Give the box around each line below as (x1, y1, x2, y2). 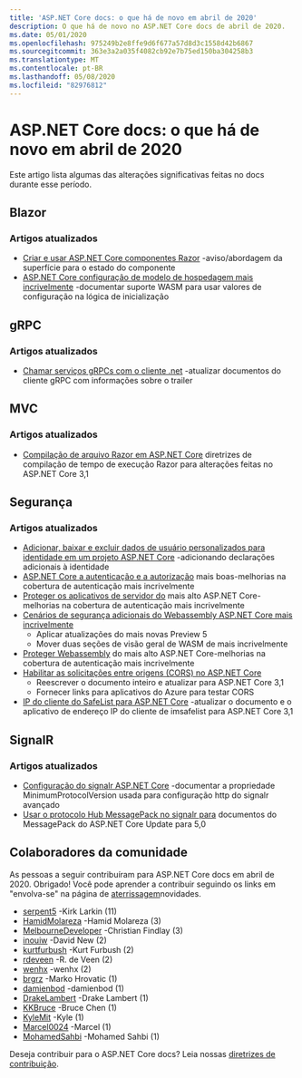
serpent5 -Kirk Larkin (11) (22, 906, 118, 917)
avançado (22, 800, 61, 810)
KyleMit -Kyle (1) (22, 1012, 84, 1023)
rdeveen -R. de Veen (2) (22, 954, 113, 965)
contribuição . (9, 1058, 59, 1069)
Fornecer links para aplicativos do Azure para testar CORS (35, 686, 255, 698)
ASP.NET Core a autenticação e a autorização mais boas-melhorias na (22, 571, 287, 582)
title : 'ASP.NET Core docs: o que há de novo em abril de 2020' (9, 13, 258, 23)
